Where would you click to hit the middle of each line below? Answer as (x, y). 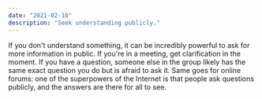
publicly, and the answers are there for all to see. (88, 86)
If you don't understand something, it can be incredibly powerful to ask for (129, 45)
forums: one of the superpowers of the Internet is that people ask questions (131, 79)
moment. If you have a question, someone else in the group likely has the (127, 62)
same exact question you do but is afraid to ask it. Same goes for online (125, 70)
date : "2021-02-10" (40, 15)
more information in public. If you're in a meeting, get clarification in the (124, 53)
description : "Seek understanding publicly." (84, 23)
